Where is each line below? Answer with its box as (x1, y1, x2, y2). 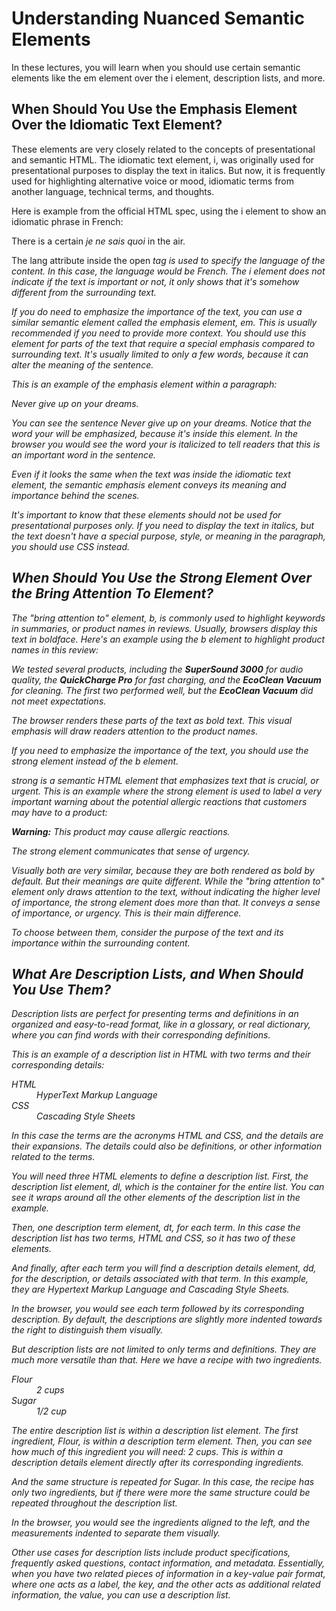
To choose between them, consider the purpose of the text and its (11, 926, 284, 938)
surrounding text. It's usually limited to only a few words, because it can (11, 348, 309, 360)
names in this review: (11, 643, 99, 656)
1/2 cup (36, 1405, 68, 1417)
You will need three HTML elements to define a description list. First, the (11, 1170, 309, 1182)
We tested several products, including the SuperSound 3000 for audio (11, 663, 304, 675)
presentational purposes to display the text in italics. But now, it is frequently (11, 164, 326, 176)
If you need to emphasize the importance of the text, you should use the (11, 744, 309, 756)
